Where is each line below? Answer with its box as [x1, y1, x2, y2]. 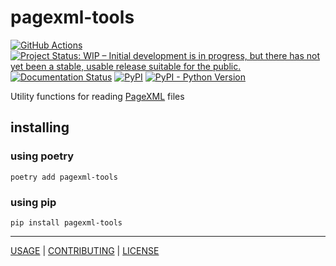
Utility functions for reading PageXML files [10, 90, 185, 102]
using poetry [10, 149, 75, 163]
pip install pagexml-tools [10, 217, 123, 228]
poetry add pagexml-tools [10, 172, 118, 182]
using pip [10, 195, 57, 209]
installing [10, 119, 70, 136]
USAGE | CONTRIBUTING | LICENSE [10, 244, 160, 256]
